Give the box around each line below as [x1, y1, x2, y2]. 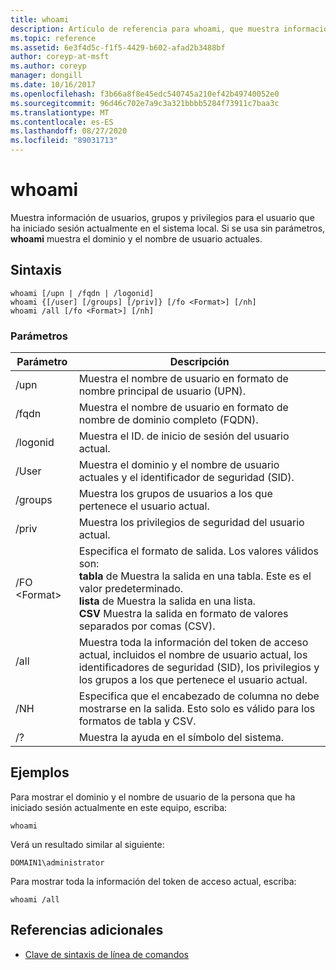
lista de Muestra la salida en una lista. [78, 594, 256, 608]
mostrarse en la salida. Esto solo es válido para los [78, 702, 316, 716]
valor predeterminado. [78, 582, 184, 596]
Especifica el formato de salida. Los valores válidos [78, 544, 320, 558]
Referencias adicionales [10, 922, 164, 939]
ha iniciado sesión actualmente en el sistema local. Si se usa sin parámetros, [10, 222, 326, 234]
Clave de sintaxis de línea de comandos [24, 948, 189, 960]
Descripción [169, 355, 230, 369]
